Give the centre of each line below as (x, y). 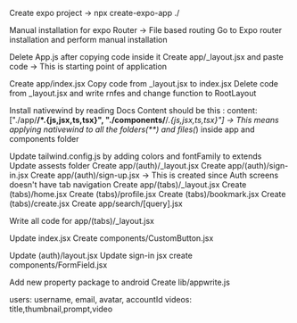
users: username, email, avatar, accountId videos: (101, 299)
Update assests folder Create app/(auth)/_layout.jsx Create (117, 166)
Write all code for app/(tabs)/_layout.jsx (82, 221)
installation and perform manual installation (88, 40)
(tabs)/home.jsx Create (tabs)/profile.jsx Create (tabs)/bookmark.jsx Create (148, 194)
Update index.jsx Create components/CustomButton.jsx (111, 238)
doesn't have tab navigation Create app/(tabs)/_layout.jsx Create (128, 185)
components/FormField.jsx (58, 265)
